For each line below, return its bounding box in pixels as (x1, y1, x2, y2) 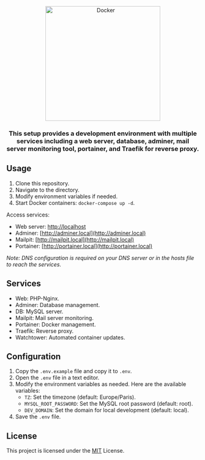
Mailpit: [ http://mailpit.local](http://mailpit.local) (15, 236, 135, 243)
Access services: (6, 211, 50, 218)
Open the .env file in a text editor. (15, 374, 100, 382)
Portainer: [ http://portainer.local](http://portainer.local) (15, 242, 153, 250)
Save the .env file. (15, 413, 61, 420)
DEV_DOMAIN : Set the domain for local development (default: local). (24, 407, 189, 414)
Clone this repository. (15, 179, 70, 187)
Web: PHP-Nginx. (15, 294, 60, 302)
